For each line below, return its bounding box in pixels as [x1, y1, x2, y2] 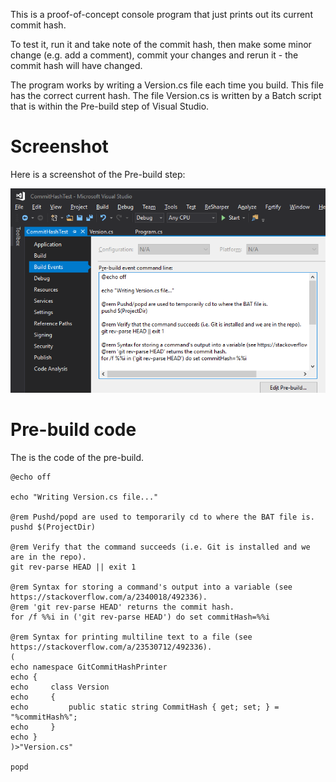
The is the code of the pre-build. [10, 451, 145, 463]
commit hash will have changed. [10, 60, 143, 71]
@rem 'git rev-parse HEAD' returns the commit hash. [10, 602, 235, 612]
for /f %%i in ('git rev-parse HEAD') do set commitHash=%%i [10, 612, 271, 622]
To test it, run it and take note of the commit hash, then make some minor [10, 39, 312, 50]
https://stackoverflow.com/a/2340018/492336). [10, 592, 208, 602]
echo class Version [10, 682, 110, 692]
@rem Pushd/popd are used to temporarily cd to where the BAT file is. [10, 512, 315, 522]
